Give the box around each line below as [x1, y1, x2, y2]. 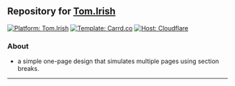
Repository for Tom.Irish [7, 6, 116, 17]
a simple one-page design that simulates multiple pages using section [17, 57, 220, 65]
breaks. [17, 64, 40, 73]
